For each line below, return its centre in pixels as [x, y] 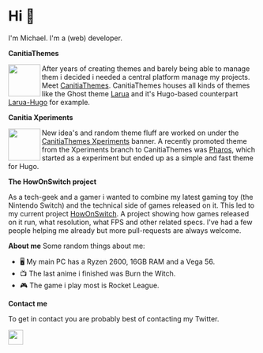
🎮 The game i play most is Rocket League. [89, 285]
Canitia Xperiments [41, 117]
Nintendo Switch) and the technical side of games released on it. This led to [131, 205]
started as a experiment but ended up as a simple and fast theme [148, 158]
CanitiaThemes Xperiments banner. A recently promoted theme [145, 141]
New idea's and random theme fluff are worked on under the [141, 133]
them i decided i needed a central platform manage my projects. [146, 77]
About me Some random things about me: [77, 246]
